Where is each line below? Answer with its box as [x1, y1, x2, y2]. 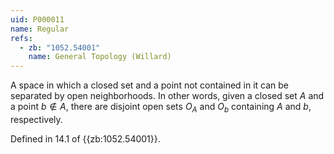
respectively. [10, 113, 63, 125]
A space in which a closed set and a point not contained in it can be [10, 79, 290, 91]
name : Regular [10, 24, 70, 34]
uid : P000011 [10, 14, 65, 25]
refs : [10, 33, 33, 43]
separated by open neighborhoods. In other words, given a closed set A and [10, 90, 325, 102]
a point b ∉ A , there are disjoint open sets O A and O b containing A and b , [10, 101, 312, 115]
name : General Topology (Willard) [28, 52, 172, 62]
